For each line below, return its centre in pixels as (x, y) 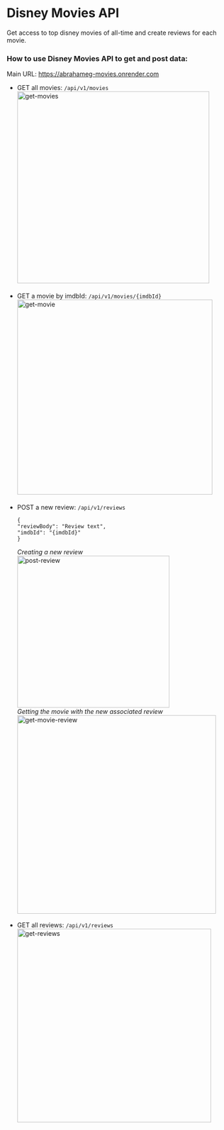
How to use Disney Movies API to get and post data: (97, 58)
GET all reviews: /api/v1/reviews (65, 925)
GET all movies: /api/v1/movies (63, 88)
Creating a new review (50, 552)
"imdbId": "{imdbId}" (49, 533)
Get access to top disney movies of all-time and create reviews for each (112, 33)
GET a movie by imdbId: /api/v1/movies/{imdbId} (89, 296)
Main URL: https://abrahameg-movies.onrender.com (83, 74)
